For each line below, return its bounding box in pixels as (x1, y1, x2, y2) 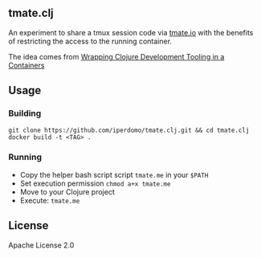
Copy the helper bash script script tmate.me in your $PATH (19, 170, 209, 179)
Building (8, 108, 42, 119)
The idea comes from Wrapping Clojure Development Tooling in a (8, 51, 225, 61)
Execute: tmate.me (19, 195, 80, 205)
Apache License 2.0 (8, 240, 75, 250)
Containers (8, 60, 45, 70)
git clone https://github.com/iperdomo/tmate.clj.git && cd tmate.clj (8, 126, 250, 134)
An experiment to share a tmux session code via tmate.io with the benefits (8, 27, 254, 37)
